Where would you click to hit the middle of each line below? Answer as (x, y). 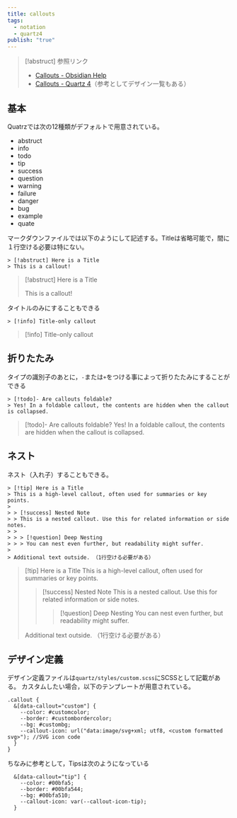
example (30, 216)
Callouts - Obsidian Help (71, 76)
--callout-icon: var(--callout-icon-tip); (83, 802)
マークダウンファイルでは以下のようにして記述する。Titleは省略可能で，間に (118, 238)
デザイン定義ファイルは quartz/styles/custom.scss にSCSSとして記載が (111, 678)
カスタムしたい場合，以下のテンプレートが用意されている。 (108, 686)
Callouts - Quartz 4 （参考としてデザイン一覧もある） (112, 84)
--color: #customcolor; (55, 713)
